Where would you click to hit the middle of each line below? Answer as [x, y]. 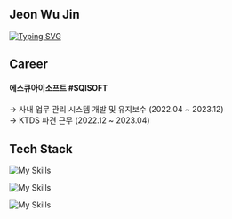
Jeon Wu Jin [44, 15]
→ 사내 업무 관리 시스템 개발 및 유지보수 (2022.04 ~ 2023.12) [116, 109]
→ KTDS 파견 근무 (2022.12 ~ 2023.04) [80, 120]
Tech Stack [41, 149]
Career [29, 65]
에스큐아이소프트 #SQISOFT [59, 87]
